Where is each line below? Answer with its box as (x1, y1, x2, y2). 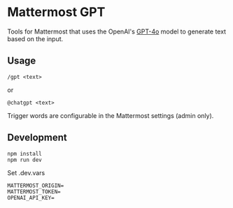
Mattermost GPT (7, 4, 106, 20)
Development (7, 132, 68, 144)
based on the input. (7, 34, 64, 43)
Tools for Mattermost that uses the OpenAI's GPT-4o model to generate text (7, 27, 226, 36)
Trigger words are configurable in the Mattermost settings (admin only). (7, 111, 214, 119)
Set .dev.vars (7, 168, 45, 177)
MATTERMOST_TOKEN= (7, 188, 61, 195)
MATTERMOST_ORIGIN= (7, 182, 64, 189)
